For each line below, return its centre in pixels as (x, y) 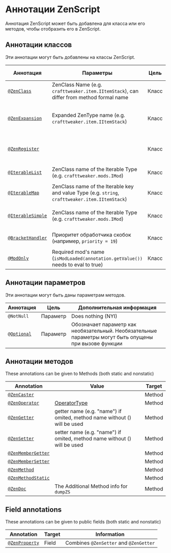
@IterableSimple (27, 215)
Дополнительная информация (117, 307)
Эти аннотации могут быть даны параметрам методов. (65, 295)
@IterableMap (24, 193)
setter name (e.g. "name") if (88, 432)
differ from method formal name (90, 97)
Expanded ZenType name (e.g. (89, 115)
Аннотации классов (39, 45)
